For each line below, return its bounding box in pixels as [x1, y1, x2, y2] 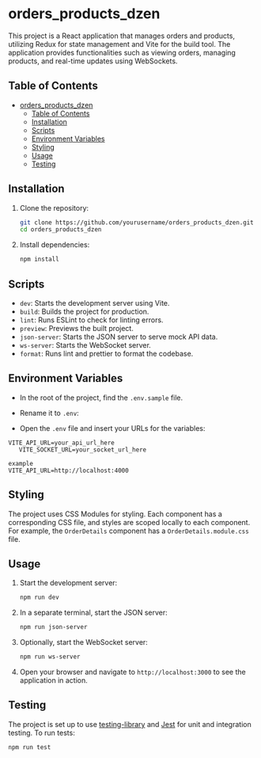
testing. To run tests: [8, 728, 75, 737]
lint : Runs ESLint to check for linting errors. [19, 315, 164, 325]
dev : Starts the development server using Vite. [19, 299, 170, 307]
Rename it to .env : [19, 408, 79, 417]
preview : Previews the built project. [19, 324, 134, 333]
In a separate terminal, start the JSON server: [19, 608, 168, 618]
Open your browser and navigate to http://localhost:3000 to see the [19, 667, 247, 677]
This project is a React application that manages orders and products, [8, 31, 236, 40]
